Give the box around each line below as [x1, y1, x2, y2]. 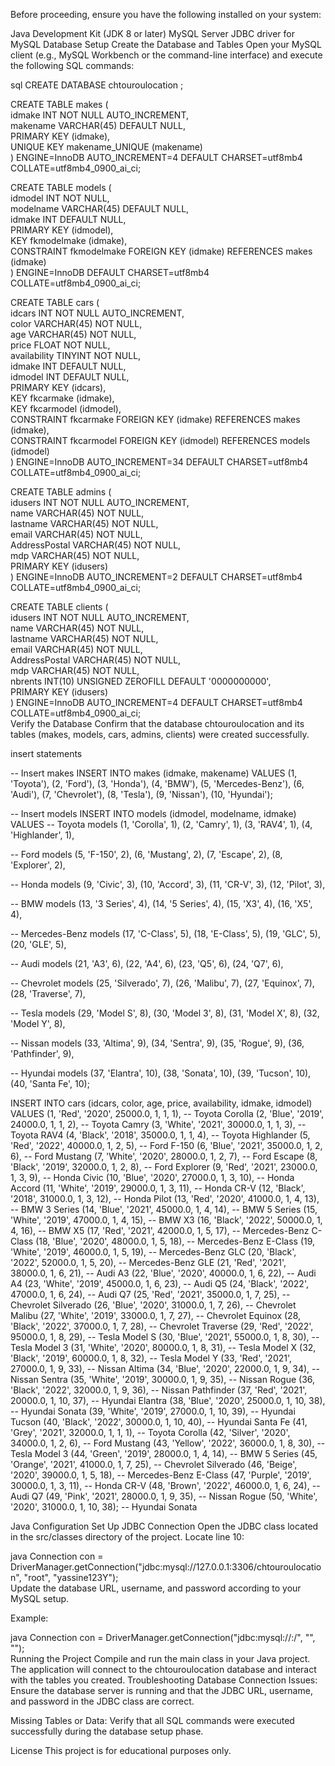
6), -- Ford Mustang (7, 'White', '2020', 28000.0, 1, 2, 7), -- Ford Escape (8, [10, 1150, 318, 1162]
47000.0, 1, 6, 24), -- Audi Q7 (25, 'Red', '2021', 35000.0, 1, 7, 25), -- [10, 1289, 291, 1300]
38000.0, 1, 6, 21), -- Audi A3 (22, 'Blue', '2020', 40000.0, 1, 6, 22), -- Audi [10, 1267, 317, 1279]
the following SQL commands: [10, 60, 135, 71]
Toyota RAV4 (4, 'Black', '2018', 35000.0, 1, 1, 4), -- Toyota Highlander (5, [10, 1129, 311, 1141]
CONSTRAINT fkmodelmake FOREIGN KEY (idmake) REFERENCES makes [10, 245, 313, 257]
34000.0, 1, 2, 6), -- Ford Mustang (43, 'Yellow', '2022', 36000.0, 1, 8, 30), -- [10, 1437, 326, 1449]
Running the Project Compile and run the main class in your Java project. [10, 1653, 311, 1664]
